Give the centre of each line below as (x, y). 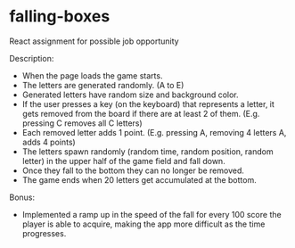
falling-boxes (60, 17)
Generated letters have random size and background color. (130, 95)
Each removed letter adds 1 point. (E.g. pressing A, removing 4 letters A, (154, 132)
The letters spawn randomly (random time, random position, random (147, 151)
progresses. (44, 233)
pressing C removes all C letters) (82, 123)
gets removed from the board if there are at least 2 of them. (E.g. (141, 113)
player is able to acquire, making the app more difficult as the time (143, 224)
